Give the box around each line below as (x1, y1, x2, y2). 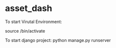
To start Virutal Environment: (5, 19, 62, 24)
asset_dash (5, 3, 52, 14)
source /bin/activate (5, 28, 45, 34)
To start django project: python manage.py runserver (5, 37, 111, 43)
